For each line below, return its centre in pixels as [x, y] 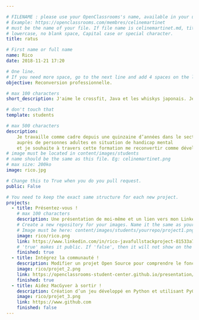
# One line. [21, 71]
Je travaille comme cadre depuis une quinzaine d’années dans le [99, 137]
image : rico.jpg [26, 170]
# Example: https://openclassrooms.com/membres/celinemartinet [86, 22]
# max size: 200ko [29, 165]
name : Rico [20, 55]
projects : [18, 203]
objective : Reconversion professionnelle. [59, 83]
